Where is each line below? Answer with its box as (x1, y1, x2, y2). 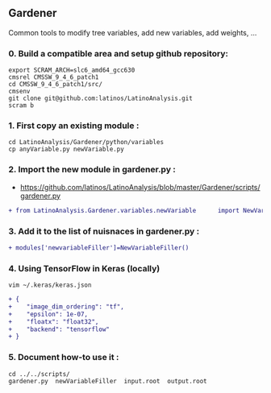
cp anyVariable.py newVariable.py (8, 145, 125, 154)
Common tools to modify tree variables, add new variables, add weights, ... (8, 27, 257, 37)
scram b (8, 101, 35, 110)
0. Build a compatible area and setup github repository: (8, 48, 228, 59)
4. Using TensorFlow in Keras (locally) (8, 263, 161, 274)
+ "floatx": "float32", (8, 317, 99, 325)
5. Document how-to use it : (8, 352, 119, 363)
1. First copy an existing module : (8, 120, 140, 131)
